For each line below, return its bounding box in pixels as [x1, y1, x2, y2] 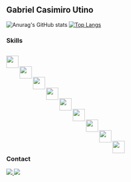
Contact [6, 155, 31, 163]
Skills [6, 36, 23, 44]
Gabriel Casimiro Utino [6, 5, 94, 15]
